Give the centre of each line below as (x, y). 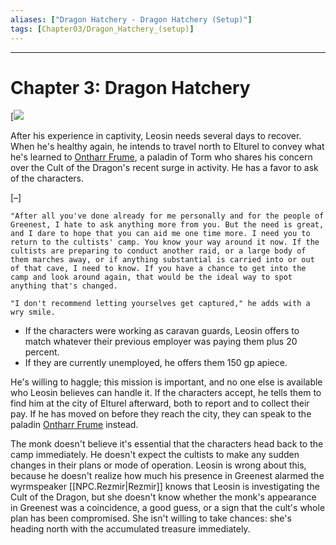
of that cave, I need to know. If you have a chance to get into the (158, 269)
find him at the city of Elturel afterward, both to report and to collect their (160, 403)
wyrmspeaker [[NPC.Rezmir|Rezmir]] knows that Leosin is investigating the (165, 487)
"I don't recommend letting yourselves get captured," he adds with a (160, 304)
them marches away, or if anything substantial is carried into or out (162, 260)
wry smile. (33, 312)
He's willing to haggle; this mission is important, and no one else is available (166, 382)
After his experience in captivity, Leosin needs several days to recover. (156, 136)
